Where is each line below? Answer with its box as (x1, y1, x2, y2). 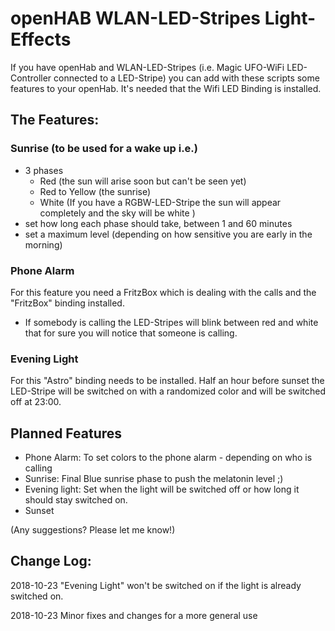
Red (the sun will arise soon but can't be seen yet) (39, 175, 247, 187)
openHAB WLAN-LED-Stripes (10, 7, 262, 30)
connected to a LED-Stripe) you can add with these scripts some (53, 72, 320, 84)
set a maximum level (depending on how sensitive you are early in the (24, 228, 313, 240)
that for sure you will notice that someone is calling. (24, 327, 238, 339)
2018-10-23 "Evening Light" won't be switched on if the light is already (10, 579, 302, 591)
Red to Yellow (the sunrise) (39, 185, 152, 197)
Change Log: (10, 553, 92, 570)
